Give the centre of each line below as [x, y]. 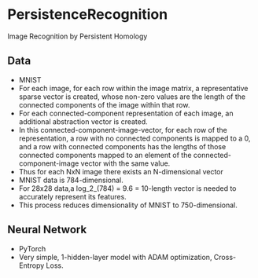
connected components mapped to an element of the [105, 155]
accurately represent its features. [72, 196]
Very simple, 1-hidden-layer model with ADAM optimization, [115, 257]
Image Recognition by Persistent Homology [77, 36]
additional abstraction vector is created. [83, 121]
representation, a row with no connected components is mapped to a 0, [135, 138]
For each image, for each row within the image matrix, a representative [133, 88]
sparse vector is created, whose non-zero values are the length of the [132, 97]
